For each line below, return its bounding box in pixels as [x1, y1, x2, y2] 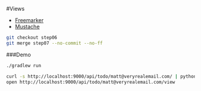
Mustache [14, 23, 40, 30]
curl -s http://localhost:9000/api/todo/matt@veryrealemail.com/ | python [6, 73, 197, 80]
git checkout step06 [6, 35, 58, 41]
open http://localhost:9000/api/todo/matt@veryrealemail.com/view [6, 79, 175, 85]
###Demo [6, 51, 31, 58]
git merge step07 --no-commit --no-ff [6, 40, 103, 46]
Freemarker [14, 17, 44, 23]
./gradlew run [6, 62, 42, 68]
